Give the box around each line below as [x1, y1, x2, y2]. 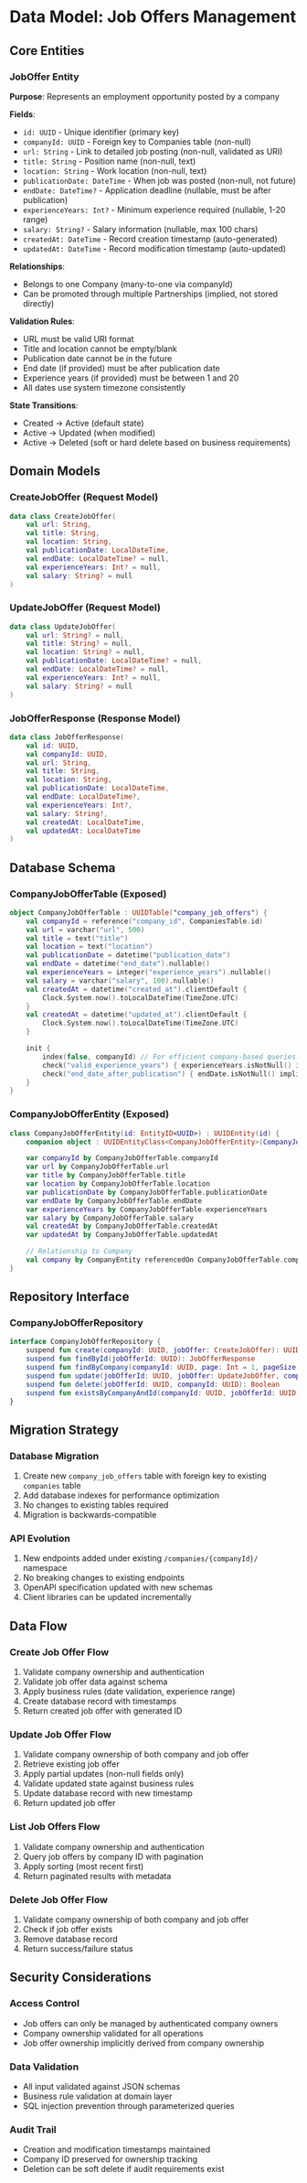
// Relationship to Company [26, 1247, 132, 1256]
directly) [22, 297, 55, 308]
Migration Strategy [9, 1422, 120, 1437]
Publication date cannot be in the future [22, 352, 173, 363]
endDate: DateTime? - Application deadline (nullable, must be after [22, 185, 271, 196]
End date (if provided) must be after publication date [22, 362, 221, 373]
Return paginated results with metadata [22, 1870, 172, 1881]
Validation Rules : [9, 316, 75, 327]
